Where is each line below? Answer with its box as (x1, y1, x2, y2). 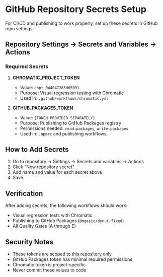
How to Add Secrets (5, 145, 69, 154)
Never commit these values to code (12, 267, 87, 273)
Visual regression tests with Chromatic (12, 213, 93, 219)
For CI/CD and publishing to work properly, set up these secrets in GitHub (5, 20, 158, 26)
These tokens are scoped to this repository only (12, 251, 112, 257)
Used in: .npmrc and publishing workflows (20, 130, 107, 136)
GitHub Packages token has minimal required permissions (12, 256, 132, 262)
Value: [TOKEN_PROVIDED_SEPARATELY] (20, 114, 96, 120)
